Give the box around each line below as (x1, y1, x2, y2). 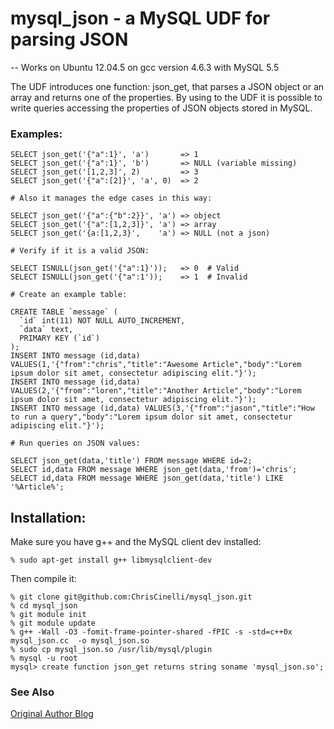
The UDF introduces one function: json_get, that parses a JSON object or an (10, 80, 325, 92)
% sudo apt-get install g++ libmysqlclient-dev (10, 555, 213, 566)
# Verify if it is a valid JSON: (10, 246, 150, 256)
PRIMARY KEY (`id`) (19, 333, 101, 344)
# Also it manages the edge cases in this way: (10, 193, 213, 204)
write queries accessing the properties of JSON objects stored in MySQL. (10, 102, 313, 114)
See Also (10, 685, 55, 699)
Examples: (10, 127, 63, 141)
